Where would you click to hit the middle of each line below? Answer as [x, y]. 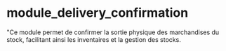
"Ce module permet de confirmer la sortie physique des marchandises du [113, 32]
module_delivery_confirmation [98, 13]
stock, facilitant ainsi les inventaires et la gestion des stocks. [94, 39]
